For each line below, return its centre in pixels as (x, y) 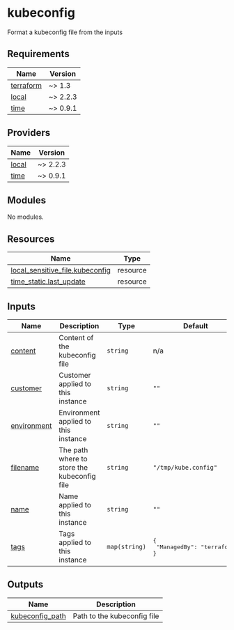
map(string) (126, 547)
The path (73, 450)
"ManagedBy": (177, 547)
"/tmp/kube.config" (185, 467)
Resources (31, 239)
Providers (29, 133)
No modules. (25, 217)
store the (73, 467)
